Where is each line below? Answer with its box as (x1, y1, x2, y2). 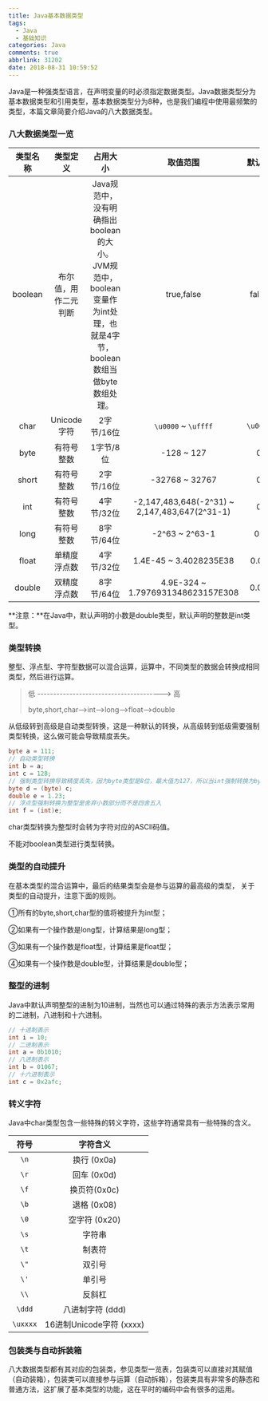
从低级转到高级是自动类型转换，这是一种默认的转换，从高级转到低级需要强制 (8, 722, 260, 731)
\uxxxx (12, 1320, 37, 1329)
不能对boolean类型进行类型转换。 (8, 839, 120, 849)
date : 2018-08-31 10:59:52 (8, 64, 98, 72)
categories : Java (8, 42, 66, 49)
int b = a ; (8, 762, 45, 770)
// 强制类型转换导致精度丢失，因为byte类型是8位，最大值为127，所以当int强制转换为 (8, 777, 254, 785)
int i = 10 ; (8, 1033, 48, 1042)
